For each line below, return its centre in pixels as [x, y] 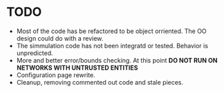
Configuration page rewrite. [56, 75]
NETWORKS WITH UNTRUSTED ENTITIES [77, 68]
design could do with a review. [60, 38]
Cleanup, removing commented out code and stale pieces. [100, 82]
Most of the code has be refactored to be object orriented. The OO [111, 31]
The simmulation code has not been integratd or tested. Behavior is [112, 45]
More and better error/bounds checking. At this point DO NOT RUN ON [117, 60]
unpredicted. [35, 53]
